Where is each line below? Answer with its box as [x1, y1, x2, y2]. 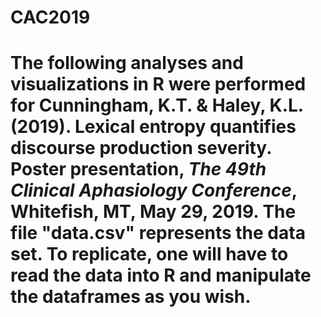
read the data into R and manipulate [10, 264, 312, 287]
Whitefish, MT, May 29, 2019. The [10, 201, 297, 223]
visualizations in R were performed [10, 73, 307, 96]
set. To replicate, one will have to [10, 243, 289, 266]
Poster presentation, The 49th [10, 158, 267, 181]
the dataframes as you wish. [10, 286, 252, 308]
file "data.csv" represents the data [10, 222, 306, 245]
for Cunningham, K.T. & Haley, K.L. [10, 94, 304, 117]
